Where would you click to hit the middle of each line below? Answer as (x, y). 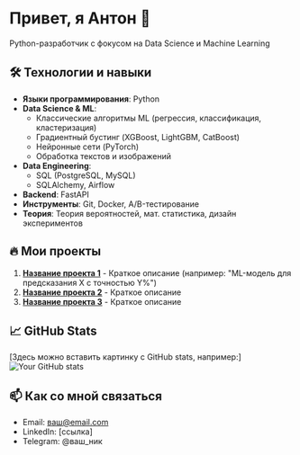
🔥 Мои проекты (55, 251)
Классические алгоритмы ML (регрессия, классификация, (149, 118)
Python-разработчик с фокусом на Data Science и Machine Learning (140, 43)
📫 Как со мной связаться (86, 396)
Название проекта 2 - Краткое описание (102, 292)
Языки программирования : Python (91, 99)
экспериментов (53, 223)
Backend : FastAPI (56, 194)
